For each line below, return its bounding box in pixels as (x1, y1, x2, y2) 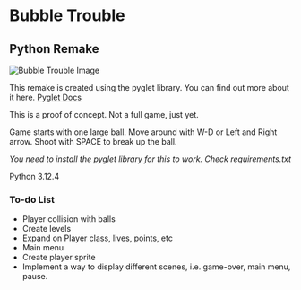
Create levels (21, 224, 72, 234)
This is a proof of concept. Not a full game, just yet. (9, 110, 199, 119)
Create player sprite (21, 252, 96, 263)
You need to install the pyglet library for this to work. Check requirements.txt (9, 154, 292, 164)
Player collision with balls (21, 214, 116, 224)
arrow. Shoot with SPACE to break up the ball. (9, 136, 177, 146)
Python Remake (9, 41, 99, 57)
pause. (21, 271, 48, 282)
